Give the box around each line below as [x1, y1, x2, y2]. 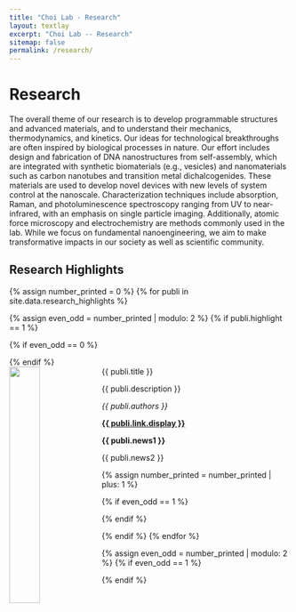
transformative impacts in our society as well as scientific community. [9, 237, 265, 247]
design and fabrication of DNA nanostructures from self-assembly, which [9, 152, 277, 163]
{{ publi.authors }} [101, 400, 169, 411]
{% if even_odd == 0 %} [9, 339, 98, 350]
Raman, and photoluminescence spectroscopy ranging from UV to [9, 199, 252, 210]
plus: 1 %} [101, 479, 139, 489]
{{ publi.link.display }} [101, 417, 186, 428]
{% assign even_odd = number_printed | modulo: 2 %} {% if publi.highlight [9, 312, 283, 323]
